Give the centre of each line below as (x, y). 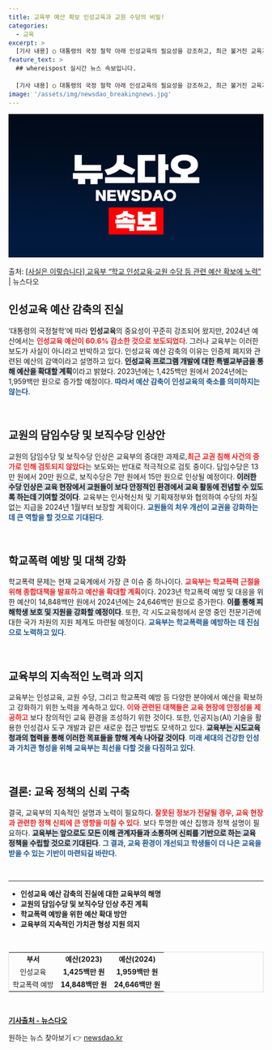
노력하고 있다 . (45, 632)
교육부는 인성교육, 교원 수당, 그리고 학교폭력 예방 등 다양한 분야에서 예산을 (125, 697)
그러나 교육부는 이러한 (224, 341)
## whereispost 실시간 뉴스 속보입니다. (76, 69)
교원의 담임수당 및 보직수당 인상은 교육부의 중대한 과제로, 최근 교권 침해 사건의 (130, 456)
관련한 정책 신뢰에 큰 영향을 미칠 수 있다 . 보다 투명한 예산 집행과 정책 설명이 (134, 823)
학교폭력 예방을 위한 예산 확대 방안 (73, 914)
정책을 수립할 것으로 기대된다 (53, 843)
